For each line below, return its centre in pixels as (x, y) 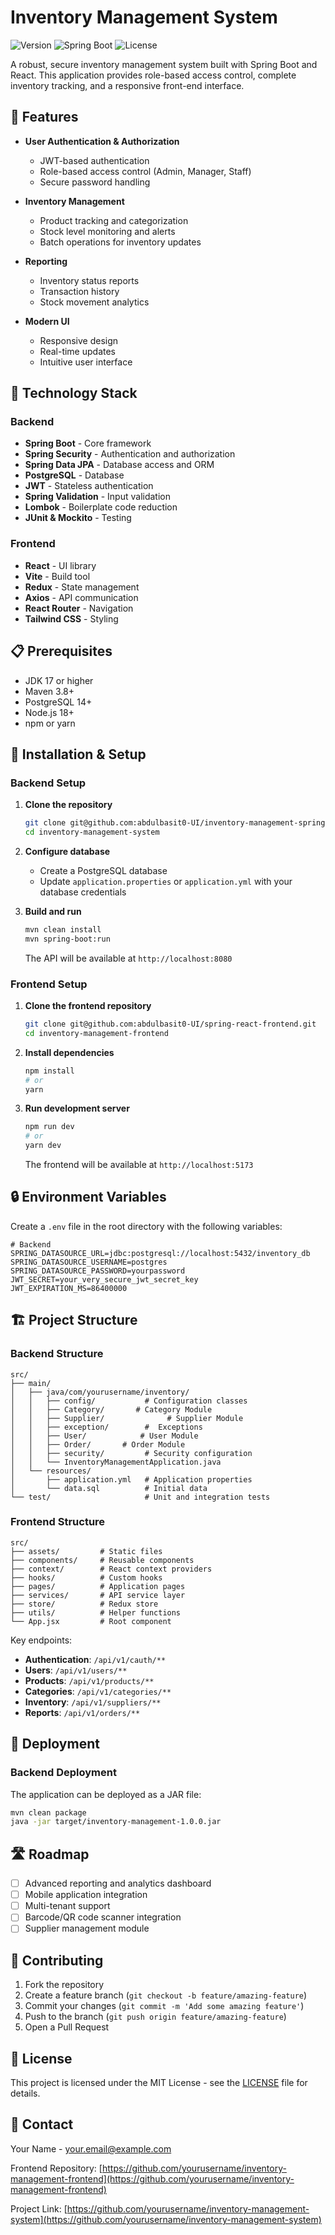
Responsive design (79, 340)
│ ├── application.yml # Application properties (131, 1479)
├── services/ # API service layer (98, 1595)
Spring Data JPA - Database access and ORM (119, 465)
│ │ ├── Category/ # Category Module (111, 1409)
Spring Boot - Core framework (88, 443)
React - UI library (60, 565)
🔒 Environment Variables (88, 1197)
